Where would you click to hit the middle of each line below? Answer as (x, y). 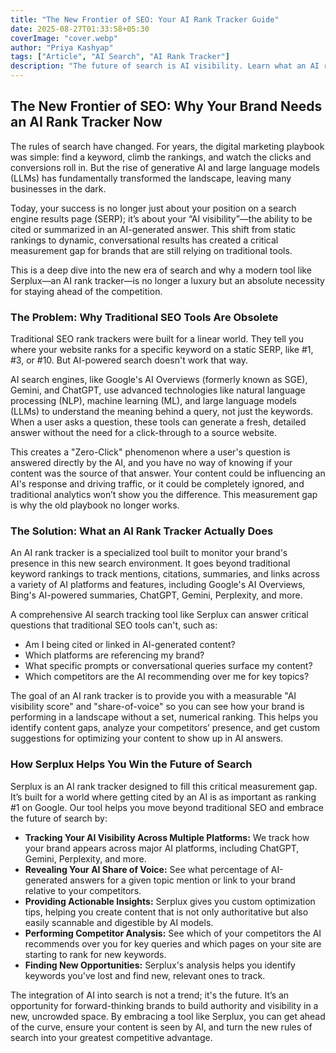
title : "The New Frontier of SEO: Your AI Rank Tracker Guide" (145, 19)
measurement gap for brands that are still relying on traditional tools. (151, 250)
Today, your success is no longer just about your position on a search (153, 208)
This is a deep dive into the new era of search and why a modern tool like (161, 270)
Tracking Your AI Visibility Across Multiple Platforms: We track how (167, 837)
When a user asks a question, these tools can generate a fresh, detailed (158, 422)
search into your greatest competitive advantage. (111, 1037)
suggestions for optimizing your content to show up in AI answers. (147, 738)
